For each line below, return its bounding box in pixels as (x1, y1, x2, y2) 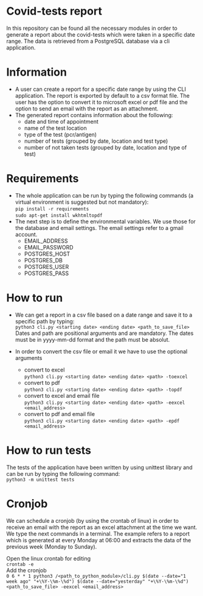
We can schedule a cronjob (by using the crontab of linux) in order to (6, 517, 179, 524)
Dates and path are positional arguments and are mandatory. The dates (15, 329, 194, 337)
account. (15, 231, 38, 238)
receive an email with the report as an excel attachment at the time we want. (6, 523, 198, 531)
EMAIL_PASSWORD (24, 243, 74, 251)
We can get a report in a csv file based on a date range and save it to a (15, 311, 193, 318)
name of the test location (24, 124, 87, 132)
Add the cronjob (6, 566, 47, 574)
